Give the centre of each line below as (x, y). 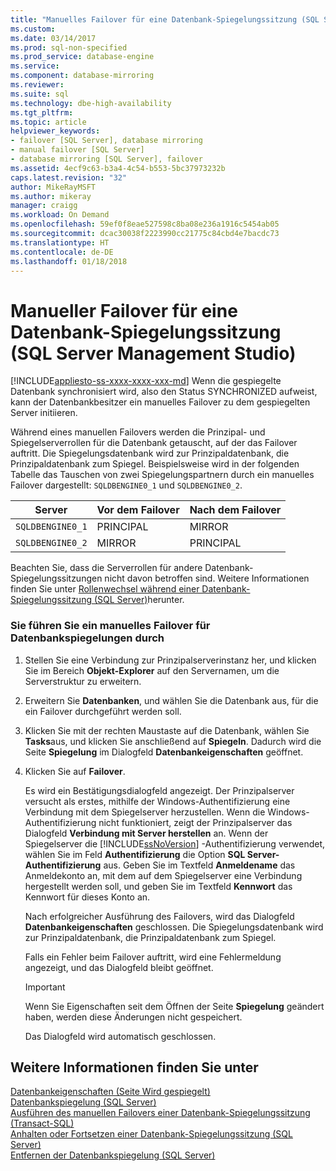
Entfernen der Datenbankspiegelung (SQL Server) (113, 1155)
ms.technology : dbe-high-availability (91, 103)
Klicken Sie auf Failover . (75, 771)
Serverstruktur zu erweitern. (83, 681)
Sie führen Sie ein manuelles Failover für (110, 626)
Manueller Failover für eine (124, 310)
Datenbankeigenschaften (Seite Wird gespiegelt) (110, 1092)
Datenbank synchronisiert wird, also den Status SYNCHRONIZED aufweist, (164, 392)
